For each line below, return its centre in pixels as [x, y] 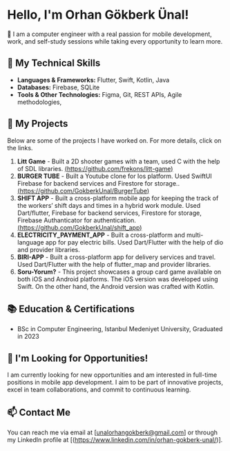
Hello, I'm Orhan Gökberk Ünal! [98, 15]
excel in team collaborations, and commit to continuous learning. [99, 390]
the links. [20, 148]
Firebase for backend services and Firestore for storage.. [98, 183]
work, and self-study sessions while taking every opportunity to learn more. [115, 41]
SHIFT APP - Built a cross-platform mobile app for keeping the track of [118, 198]
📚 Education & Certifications [71, 309]
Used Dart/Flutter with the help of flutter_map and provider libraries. [114, 264]
